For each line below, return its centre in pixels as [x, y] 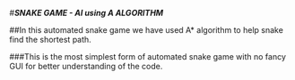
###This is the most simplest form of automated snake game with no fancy [148, 56]
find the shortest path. [50, 40]
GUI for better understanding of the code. [86, 66]
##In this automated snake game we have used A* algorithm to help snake [147, 30]
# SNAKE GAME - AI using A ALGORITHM [87, 13]
